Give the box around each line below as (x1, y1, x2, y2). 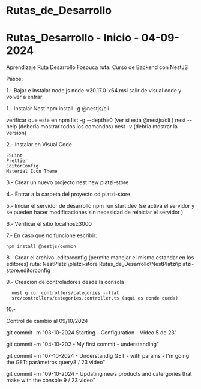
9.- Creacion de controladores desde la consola (6, 279, 124, 286)
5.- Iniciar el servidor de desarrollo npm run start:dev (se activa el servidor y (6, 202, 195, 210)
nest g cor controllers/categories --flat (11, 290, 119, 296)
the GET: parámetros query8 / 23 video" (6, 358, 106, 366)
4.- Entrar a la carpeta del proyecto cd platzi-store (6, 190, 131, 198)
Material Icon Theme (6, 169, 58, 175)
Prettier (6, 158, 28, 164)
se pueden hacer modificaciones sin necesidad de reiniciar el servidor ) (6, 208, 184, 216)
